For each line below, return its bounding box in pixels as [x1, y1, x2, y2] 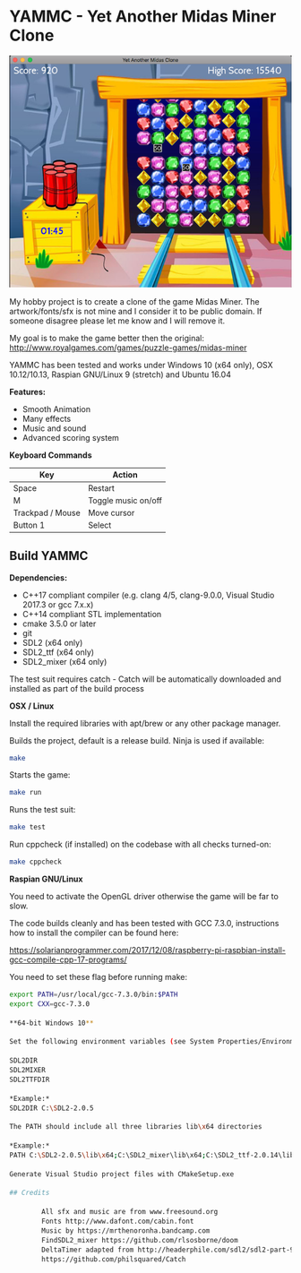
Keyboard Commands [9, 450, 92, 460]
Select [88, 520, 112, 530]
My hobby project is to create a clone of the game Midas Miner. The [9, 296, 260, 306]
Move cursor [88, 508, 135, 518]
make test [9, 822, 47, 832]
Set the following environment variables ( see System [9, 1037, 215, 1046]
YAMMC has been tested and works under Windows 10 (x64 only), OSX [9, 359, 273, 370]
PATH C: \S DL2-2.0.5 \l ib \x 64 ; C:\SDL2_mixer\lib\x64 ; [9, 1150, 206, 1159]
